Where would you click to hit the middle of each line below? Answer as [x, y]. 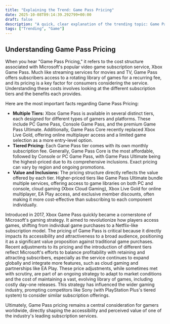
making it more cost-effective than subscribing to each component [82, 199]
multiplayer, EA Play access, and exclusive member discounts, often [83, 194]
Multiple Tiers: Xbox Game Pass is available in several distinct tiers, [83, 113]
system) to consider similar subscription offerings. [58, 295]
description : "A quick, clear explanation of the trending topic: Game [82, 24]
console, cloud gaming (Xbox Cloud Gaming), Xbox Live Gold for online [87, 188]
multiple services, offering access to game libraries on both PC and [83, 183]
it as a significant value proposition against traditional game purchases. [79, 241]
